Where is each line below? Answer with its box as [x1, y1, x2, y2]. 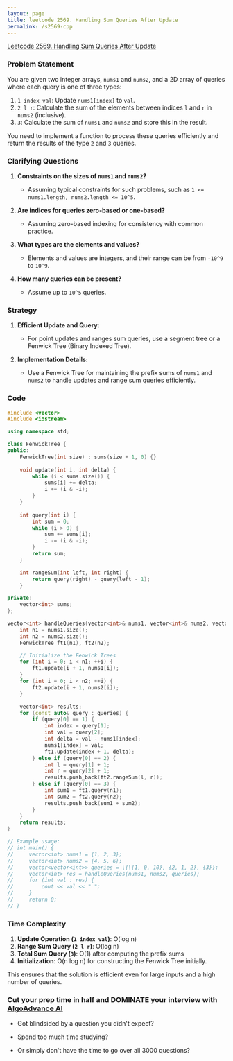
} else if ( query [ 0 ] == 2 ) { [32, 754, 116, 761]
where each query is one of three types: [7, 83, 122, 91]
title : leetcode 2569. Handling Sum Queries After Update [7, 17, 178, 24]
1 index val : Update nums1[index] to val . [17, 96, 135, 104]
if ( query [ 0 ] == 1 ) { [32, 716, 95, 723]
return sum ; [32, 551, 67, 558]
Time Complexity [7, 919, 67, 929]
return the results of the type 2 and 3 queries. [7, 139, 137, 147]
